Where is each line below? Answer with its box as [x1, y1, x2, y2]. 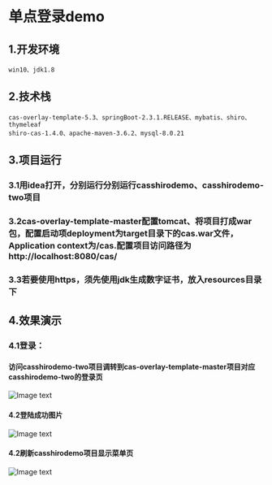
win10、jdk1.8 [8, 66, 55, 74]
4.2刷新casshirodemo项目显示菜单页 [8, 448, 134, 458]
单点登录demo [8, 7, 106, 26]
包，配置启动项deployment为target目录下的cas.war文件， [8, 228, 239, 240]
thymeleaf [8, 120, 42, 128]
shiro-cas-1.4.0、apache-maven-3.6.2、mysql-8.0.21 [8, 129, 184, 137]
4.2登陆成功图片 [8, 410, 63, 420]
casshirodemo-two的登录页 [8, 371, 103, 382]
